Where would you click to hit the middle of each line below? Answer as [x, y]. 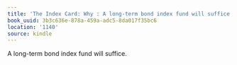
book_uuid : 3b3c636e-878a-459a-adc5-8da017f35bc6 [82, 20]
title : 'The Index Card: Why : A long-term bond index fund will [106, 14]
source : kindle [30, 34]
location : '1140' [33, 27]
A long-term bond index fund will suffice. [67, 54]
